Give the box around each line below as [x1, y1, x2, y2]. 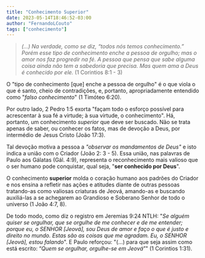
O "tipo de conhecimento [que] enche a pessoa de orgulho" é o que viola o [6, 81, 196, 88]
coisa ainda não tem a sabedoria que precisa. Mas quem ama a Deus [21, 62, 199, 70]
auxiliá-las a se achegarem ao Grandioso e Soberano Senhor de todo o [6, 194, 185, 202]
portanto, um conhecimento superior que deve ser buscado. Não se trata [6, 119, 191, 126]
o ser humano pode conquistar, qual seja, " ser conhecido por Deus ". [6, 163, 181, 170]
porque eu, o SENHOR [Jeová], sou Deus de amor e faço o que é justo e [6, 226, 188, 233]
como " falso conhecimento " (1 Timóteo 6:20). [6, 94, 122, 101]
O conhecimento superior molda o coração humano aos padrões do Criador [6, 175, 199, 182]
